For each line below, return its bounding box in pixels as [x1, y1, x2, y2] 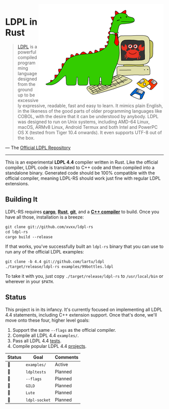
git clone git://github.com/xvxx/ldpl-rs [5, 224, 94, 229]
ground [17, 86, 33, 92]
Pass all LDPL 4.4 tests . [12, 337, 62, 344]
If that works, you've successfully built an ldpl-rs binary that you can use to [5, 243, 164, 249]
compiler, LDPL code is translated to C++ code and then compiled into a [5, 164, 155, 170]
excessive [17, 97, 39, 103]
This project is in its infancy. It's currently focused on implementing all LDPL [5, 306, 162, 313]
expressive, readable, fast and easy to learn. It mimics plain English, [22, 103, 163, 109]
